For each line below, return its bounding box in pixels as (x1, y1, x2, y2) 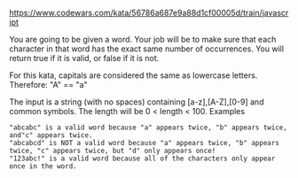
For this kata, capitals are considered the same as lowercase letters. (9, 70, 258, 81)
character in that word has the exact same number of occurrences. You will (9, 43, 285, 54)
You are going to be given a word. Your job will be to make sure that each (9, 35, 277, 44)
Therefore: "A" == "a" (9, 80, 88, 89)
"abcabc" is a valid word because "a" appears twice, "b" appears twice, (9, 123, 288, 132)
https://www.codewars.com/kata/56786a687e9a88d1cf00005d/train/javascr (9, 8, 289, 18)
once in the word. (9, 162, 77, 171)
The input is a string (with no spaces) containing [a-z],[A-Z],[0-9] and (9, 97, 264, 107)
